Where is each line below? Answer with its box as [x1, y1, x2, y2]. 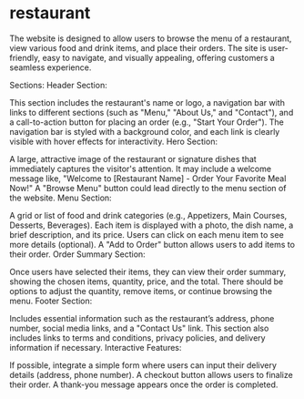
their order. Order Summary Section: [9, 249, 146, 260]
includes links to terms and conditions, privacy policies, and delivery [9, 332, 266, 343]
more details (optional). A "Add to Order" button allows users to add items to [9, 239, 296, 250]
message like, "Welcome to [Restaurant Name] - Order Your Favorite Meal [9, 172, 287, 184]
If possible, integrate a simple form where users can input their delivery [9, 359, 278, 371]
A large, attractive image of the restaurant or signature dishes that [9, 153, 257, 164]
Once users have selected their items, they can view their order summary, [9, 266, 287, 277]
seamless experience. [9, 62, 92, 73]
